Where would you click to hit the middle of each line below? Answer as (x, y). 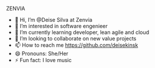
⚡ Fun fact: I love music (43, 60)
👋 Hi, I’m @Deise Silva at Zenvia (54, 20)
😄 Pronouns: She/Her (41, 53)
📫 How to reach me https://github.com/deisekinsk (76, 45)
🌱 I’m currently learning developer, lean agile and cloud (82, 32)
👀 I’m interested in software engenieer (61, 26)
